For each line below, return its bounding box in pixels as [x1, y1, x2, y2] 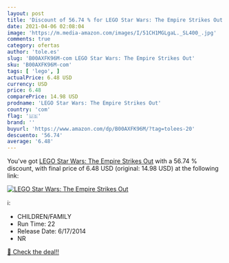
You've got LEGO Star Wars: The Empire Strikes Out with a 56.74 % [7, 157, 197, 165]
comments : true [7, 36, 51, 43]
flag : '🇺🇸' [7, 112, 41, 119]
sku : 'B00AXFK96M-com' [7, 61, 72, 68]
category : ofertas [7, 42, 60, 49]
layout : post [7, 10, 45, 17]
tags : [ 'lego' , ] [7, 67, 60, 74]
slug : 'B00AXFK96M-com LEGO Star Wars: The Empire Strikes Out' [7, 55, 195, 62]
